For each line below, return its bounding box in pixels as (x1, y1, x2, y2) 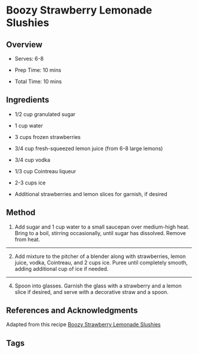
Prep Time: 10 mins (14, 67, 62, 74)
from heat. (14, 236, 40, 243)
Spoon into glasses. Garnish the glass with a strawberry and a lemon (14, 282, 181, 289)
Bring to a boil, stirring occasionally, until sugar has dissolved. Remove (14, 229, 186, 236)
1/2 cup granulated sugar (14, 110, 75, 118)
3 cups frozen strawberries (14, 133, 81, 140)
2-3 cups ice (14, 179, 46, 186)
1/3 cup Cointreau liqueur (14, 167, 77, 174)
